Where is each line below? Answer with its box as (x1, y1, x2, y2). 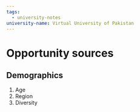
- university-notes (12, 15, 61, 21)
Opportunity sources (6, 46, 114, 60)
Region (15, 93, 33, 100)
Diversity (15, 99, 38, 107)
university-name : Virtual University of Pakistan (6, 20, 135, 26)
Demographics (6, 70, 64, 81)
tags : (6, 8, 20, 15)
